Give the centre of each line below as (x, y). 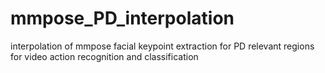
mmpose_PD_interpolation (122, 18)
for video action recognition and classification (104, 56)
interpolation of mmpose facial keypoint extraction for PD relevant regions (162, 46)
